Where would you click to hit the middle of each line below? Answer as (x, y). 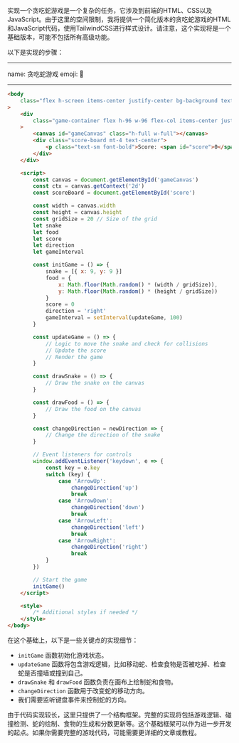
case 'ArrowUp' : (82, 481)
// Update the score (76, 351)
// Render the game (74, 357)
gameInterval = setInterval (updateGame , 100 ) (114, 318)
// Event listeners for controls (83, 455)
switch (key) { (68, 474)
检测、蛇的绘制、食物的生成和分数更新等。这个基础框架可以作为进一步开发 (122, 723)
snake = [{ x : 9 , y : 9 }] (84, 272)
